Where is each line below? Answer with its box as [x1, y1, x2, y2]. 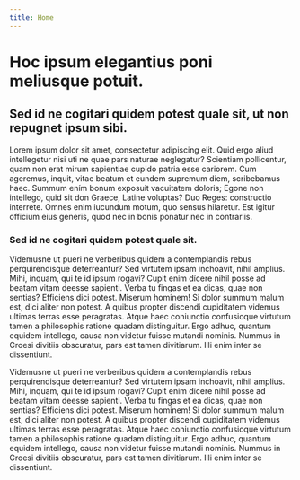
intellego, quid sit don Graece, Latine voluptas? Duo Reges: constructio [9, 192, 272, 203]
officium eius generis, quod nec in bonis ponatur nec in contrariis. [9, 211, 253, 222]
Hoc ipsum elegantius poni [9, 51, 213, 72]
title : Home [9, 13, 54, 22]
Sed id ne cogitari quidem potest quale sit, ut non [9, 107, 289, 122]
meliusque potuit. [9, 71, 144, 91]
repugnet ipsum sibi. [9, 120, 128, 135]
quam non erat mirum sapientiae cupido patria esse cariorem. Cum [9, 163, 257, 174]
